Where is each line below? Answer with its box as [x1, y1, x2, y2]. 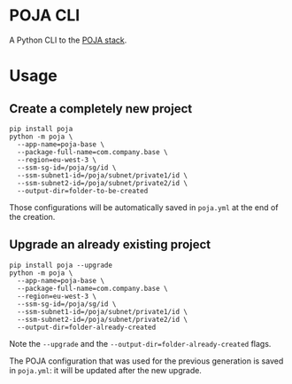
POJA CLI [9, 5, 81, 26]
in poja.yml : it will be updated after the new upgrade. [9, 364, 202, 375]
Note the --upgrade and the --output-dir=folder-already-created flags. [9, 338, 272, 349]
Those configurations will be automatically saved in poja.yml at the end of [9, 201, 279, 213]
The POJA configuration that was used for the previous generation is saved [9, 356, 284, 366]
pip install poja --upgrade [9, 261, 113, 270]
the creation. [9, 211, 56, 222]
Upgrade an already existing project [9, 237, 211, 253]
